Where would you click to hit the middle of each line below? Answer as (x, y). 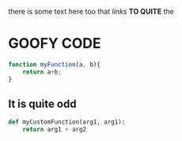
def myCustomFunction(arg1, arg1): (67, 122)
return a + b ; (42, 72)
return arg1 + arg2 (55, 130)
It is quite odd (42, 103)
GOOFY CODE (55, 44)
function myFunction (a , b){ (55, 64)
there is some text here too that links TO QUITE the (91, 11)
